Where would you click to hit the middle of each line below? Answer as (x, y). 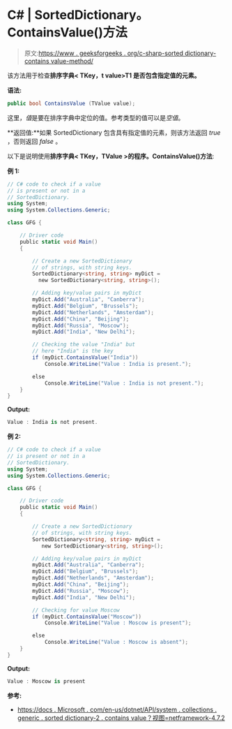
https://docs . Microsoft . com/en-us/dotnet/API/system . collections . (117, 709)
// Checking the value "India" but (84, 345)
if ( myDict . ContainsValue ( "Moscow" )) (87, 617)
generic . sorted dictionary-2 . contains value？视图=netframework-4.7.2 (121, 718)
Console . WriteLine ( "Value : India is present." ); (118, 364)
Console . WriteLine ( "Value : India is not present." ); (124, 383)
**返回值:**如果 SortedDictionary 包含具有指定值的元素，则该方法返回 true (114, 132)
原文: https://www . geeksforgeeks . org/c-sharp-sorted (103, 53)
